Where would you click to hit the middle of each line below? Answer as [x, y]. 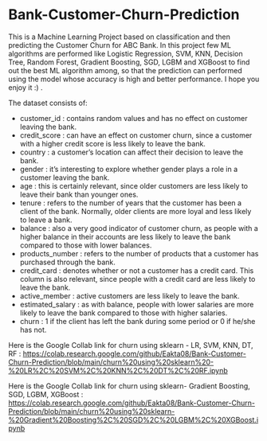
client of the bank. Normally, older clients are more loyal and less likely [135, 211]
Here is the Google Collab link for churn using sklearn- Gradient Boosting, [130, 386]
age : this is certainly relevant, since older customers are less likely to [134, 185]
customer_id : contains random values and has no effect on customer [134, 118]
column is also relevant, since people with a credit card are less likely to [137, 279]
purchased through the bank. [67, 262]
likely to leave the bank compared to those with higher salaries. [124, 313]
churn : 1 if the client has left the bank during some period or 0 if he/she [137, 321]
